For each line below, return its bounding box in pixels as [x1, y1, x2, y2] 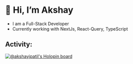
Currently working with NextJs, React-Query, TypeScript [12, 26, 128, 32]
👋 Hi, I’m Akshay [5, 4, 73, 16]
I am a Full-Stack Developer [12, 21, 69, 27]
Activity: [5, 40, 33, 49]
